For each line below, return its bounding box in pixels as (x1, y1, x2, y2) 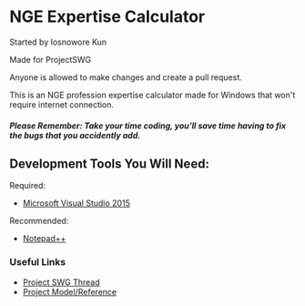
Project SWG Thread (22, 276, 100, 288)
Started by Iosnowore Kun (9, 36, 107, 47)
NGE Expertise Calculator (9, 6, 206, 27)
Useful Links (9, 256, 66, 269)
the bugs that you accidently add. (9, 129, 141, 140)
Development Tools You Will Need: (9, 156, 209, 171)
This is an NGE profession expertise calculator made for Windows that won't (9, 89, 296, 100)
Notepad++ (22, 233, 66, 244)
